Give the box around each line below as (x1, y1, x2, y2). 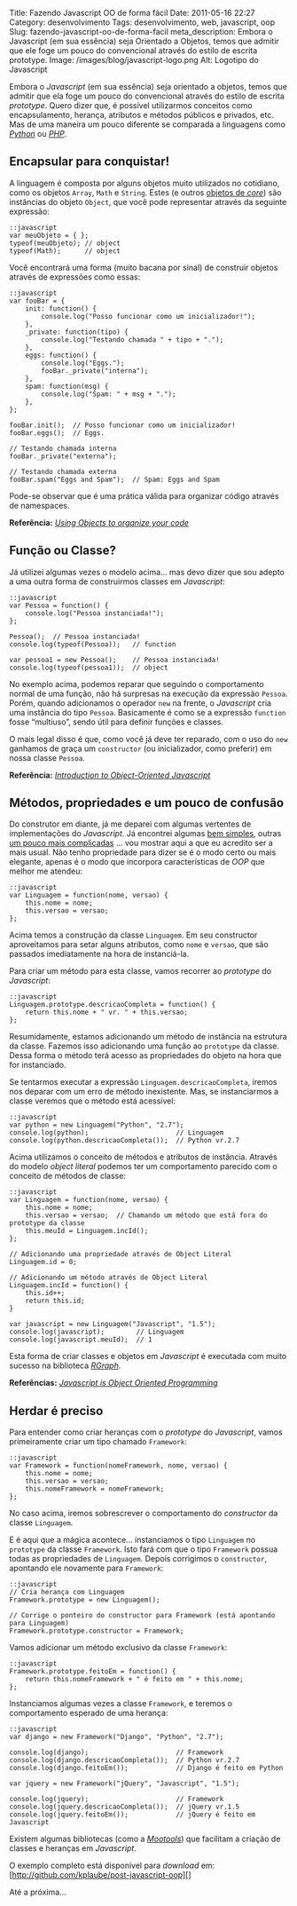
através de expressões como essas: (9, 271, 141, 282)
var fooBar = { (9, 297, 66, 305)
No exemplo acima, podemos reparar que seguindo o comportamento (9, 678, 264, 689)
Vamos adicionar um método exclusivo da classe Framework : (9, 1642, 228, 1653)
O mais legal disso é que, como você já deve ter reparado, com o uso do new (9, 733, 288, 744)
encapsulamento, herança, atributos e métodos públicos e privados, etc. (9, 110, 275, 120)
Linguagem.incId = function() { (9, 1281, 129, 1290)
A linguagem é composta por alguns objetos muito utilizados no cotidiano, (9, 178, 280, 188)
